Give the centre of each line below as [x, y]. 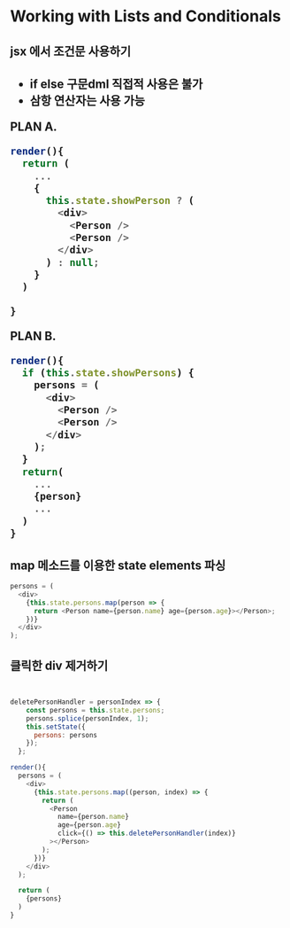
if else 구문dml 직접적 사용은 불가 [116, 84]
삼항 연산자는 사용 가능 [87, 101]
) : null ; [72, 262]
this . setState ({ [56, 727]
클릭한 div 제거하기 [59, 665]
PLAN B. [33, 335]
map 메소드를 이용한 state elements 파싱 [118, 565]
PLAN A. [34, 126]
